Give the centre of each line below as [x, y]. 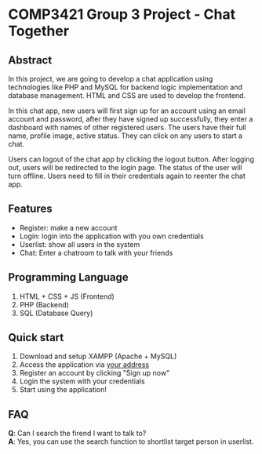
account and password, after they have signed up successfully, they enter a [131, 119]
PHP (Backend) [44, 304]
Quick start [36, 338]
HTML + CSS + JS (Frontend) [67, 296]
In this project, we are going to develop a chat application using [111, 79]
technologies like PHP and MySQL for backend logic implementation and [126, 87]
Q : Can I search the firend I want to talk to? [77, 434]
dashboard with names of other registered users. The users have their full [127, 127]
